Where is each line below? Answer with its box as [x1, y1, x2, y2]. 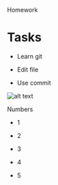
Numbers [7, 105, 33, 113]
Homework [7, 6, 38, 14]
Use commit [16, 79, 51, 87]
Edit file [16, 65, 39, 74]
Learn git [16, 52, 43, 60]
